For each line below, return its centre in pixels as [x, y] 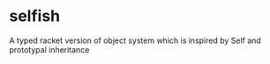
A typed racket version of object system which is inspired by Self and [135, 40]
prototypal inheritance [49, 49]
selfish [35, 16]
